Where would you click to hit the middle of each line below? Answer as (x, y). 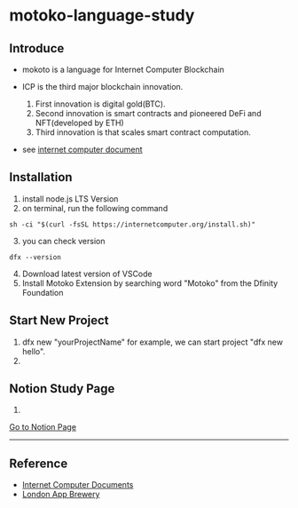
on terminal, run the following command (95, 208)
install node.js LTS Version (70, 198)
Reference (39, 463)
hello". (34, 351)
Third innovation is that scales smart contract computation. (143, 132)
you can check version (63, 241)
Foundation (43, 292)
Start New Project (59, 321)
